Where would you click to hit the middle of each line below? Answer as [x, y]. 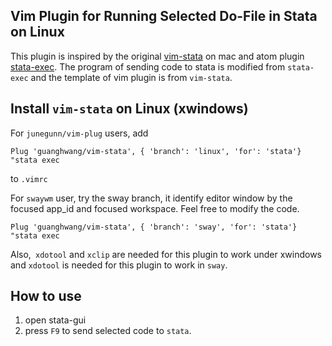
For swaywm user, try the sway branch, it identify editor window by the [151, 198]
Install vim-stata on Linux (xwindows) [129, 109]
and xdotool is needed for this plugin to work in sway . [119, 265]
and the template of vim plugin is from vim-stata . [131, 77]
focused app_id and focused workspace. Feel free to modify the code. [155, 208]
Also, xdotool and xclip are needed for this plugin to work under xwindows [166, 254]
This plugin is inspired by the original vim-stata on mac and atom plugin [157, 56]
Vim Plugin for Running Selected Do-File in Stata [164, 16]
